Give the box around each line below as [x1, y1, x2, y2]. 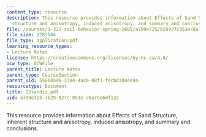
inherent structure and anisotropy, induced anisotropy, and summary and [6, 118, 191, 125]
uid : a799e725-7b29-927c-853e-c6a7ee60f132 [6, 95, 120, 101]
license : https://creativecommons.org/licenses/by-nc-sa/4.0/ [6, 55, 169, 61]
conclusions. [6, 124, 39, 132]
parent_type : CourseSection [6, 72, 78, 78]
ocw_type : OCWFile [6, 60, 53, 66]
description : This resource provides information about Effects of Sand [6, 15, 196, 21]
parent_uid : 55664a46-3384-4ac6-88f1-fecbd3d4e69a [6, 77, 139, 84]
